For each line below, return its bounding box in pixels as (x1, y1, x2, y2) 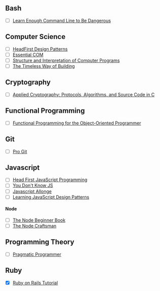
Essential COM (12, 52, 44, 58)
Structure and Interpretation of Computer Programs (12, 57, 120, 63)
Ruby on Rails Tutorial (12, 279, 58, 285)
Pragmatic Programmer (12, 251, 62, 257)
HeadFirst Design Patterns (12, 46, 68, 52)
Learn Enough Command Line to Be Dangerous (12, 17, 111, 23)
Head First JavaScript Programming (12, 177, 88, 183)
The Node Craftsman (12, 223, 57, 229)
